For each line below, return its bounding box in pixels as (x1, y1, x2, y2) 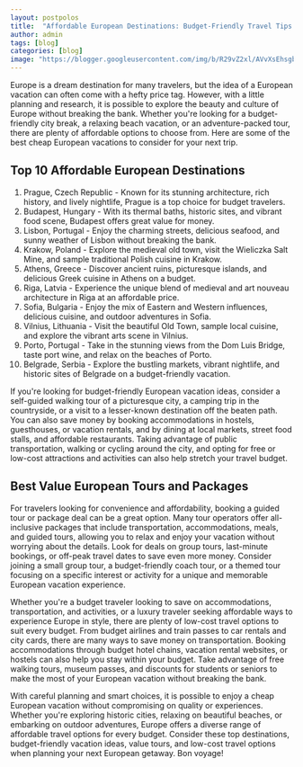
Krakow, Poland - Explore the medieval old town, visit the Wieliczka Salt (22, 244, 289, 254)
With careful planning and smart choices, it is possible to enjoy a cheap (10, 690, 275, 701)
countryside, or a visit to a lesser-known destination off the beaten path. (10, 405, 278, 415)
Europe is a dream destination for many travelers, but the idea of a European (10, 80, 293, 90)
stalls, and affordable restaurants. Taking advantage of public (10, 433, 237, 444)
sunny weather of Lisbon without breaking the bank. (22, 235, 217, 245)
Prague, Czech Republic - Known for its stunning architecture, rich (22, 186, 270, 198)
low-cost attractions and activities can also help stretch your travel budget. (10, 452, 289, 463)
